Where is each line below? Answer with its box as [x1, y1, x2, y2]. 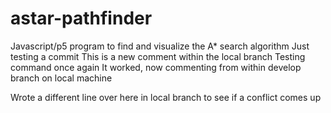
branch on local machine [10, 72, 113, 84]
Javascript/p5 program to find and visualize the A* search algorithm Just [10, 40, 310, 52]
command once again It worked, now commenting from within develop [10, 61, 302, 73]
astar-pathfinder [10, 7, 153, 30]
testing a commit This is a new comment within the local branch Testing [10, 50, 306, 62]
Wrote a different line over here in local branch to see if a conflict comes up [10, 91, 322, 103]
